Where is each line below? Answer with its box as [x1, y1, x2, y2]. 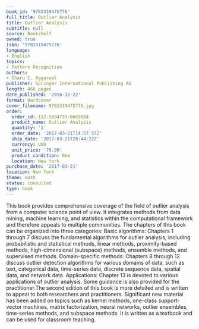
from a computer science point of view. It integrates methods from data [6, 208, 181, 215]
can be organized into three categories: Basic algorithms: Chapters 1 [6, 227, 174, 234]
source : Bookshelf [6, 31, 52, 37]
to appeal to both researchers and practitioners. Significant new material [6, 290, 184, 297]
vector [6, 303, 22, 310]
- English [6, 53, 31, 59]
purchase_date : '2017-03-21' [6, 164, 78, 170]
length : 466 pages [6, 86, 52, 92]
